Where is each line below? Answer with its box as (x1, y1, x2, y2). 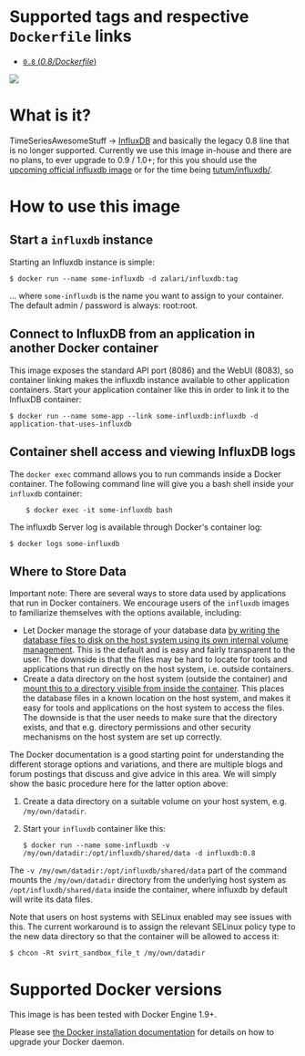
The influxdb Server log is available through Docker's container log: (9, 522, 262, 533)
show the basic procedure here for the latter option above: (9, 778, 229, 790)
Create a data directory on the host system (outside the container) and (22, 673, 288, 685)
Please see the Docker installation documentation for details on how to (9, 1027, 275, 1038)
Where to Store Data (9, 564, 127, 579)
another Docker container (9, 340, 159, 357)
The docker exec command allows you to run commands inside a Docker (9, 468, 282, 480)
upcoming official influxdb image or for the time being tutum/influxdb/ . (9, 164, 273, 175)
